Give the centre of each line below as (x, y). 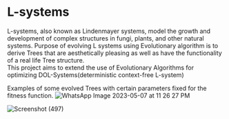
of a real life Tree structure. (46, 60)
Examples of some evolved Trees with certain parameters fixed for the (107, 88)
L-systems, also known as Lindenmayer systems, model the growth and (109, 31)
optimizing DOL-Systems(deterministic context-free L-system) (96, 75)
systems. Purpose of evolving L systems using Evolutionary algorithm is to (113, 45)
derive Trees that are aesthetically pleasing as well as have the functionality (114, 53)
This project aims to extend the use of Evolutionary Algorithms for (101, 67)
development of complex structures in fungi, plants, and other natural (106, 38)
